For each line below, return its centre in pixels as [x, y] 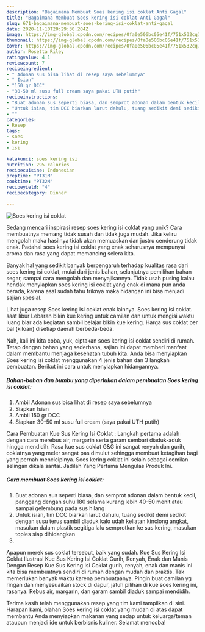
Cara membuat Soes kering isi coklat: [55, 480]
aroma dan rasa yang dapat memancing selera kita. [71, 253]
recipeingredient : [30, 69]
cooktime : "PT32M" [30, 182]
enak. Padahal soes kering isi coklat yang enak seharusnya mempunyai [96, 247]
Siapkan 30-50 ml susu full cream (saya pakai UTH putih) [87, 422]
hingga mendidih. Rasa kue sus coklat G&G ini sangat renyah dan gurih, [96, 446]
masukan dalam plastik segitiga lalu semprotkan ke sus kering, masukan [106, 527]
